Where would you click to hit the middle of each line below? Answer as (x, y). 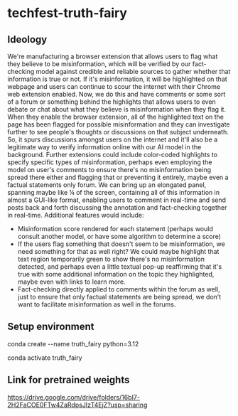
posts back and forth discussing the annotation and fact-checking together (117, 207)
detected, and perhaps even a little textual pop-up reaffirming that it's (120, 267)
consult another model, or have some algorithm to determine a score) (119, 236)
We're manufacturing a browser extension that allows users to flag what (113, 56)
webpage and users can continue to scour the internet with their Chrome (114, 86)
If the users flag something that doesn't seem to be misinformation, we (121, 244)
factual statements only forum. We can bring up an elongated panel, (107, 185)
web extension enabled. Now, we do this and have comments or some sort (117, 94)
